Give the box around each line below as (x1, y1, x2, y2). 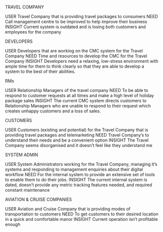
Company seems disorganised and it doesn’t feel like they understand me (5, 143, 152, 148)
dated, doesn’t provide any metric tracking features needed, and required (5, 182, 152, 188)
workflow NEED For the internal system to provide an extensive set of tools (5, 172, 155, 177)
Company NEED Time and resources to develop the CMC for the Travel (5, 53, 147, 59)
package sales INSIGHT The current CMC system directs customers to (5, 98, 147, 104)
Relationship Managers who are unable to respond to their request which (5, 103, 151, 108)
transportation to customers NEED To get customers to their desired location (5, 211, 159, 217)
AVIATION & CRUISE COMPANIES (5, 196, 72, 202)
